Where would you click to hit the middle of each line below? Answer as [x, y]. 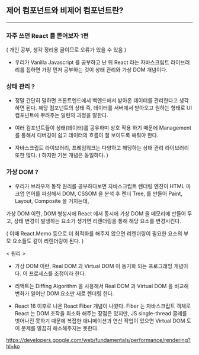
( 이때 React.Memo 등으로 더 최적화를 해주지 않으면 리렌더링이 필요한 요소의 [94, 233]
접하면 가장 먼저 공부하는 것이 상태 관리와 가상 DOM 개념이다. [97, 70]
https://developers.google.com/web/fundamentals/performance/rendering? [98, 340]
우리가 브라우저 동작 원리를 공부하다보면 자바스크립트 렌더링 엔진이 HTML [99, 186]
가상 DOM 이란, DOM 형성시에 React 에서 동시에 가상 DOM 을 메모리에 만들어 [96, 213]
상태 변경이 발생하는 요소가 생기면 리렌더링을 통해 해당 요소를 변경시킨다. [98, 221]
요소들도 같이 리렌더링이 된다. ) [48, 241]
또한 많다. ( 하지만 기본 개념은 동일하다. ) [61, 155]
